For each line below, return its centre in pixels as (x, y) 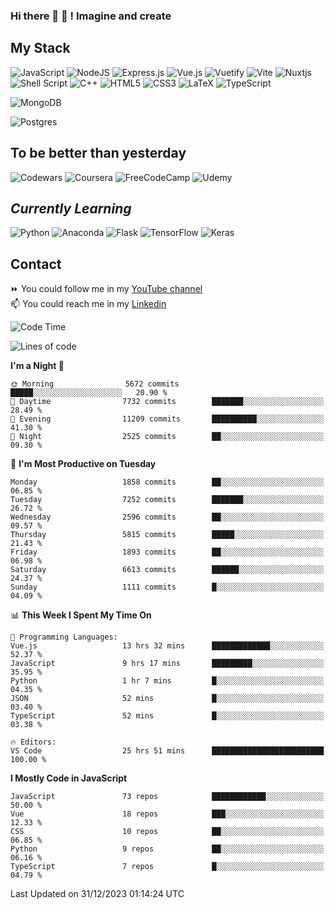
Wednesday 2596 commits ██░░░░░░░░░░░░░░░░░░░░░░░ (167, 517)
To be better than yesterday (98, 153)
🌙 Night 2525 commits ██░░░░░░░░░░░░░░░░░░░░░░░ (167, 437)
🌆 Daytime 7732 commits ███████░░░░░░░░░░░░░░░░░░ (167, 402)
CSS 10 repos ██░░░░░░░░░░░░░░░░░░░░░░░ (167, 832)
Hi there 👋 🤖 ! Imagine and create (91, 16)
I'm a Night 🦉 (37, 366)
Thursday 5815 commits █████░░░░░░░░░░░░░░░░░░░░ (167, 535)
